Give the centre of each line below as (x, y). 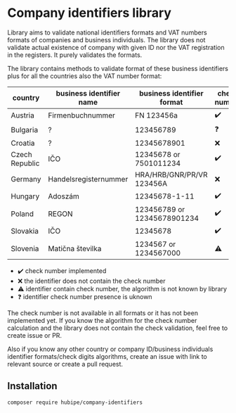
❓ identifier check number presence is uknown (85, 296)
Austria (23, 115)
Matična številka (75, 248)
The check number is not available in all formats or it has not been (103, 313)
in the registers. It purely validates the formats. (75, 55)
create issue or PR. (34, 335)
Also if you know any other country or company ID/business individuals (110, 349)
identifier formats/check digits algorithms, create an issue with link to (107, 356)
